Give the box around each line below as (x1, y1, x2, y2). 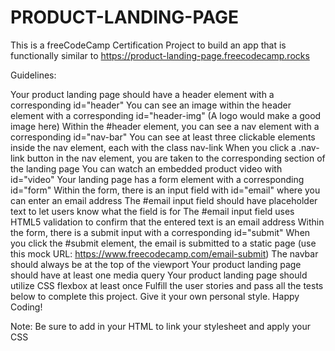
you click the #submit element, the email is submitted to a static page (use (10, 237, 317, 249)
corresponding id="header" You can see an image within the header (10, 99, 292, 111)
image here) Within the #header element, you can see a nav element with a (10, 120, 320, 132)
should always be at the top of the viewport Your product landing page (10, 258, 302, 270)
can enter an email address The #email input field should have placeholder (10, 194, 318, 206)
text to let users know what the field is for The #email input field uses (10, 205, 295, 217)
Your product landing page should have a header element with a (10, 88, 275, 100)
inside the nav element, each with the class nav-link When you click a (10, 141, 297, 153)
